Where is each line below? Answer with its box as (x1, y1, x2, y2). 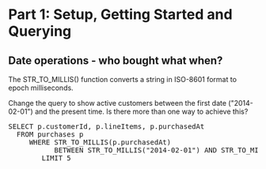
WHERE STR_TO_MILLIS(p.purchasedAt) (28, 138, 172, 147)
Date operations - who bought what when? (8, 54, 223, 67)
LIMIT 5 (41, 154, 71, 163)
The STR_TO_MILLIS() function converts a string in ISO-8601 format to (8, 75, 237, 84)
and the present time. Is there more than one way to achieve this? (34, 107, 249, 116)
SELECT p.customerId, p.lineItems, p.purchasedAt (8, 122, 205, 131)
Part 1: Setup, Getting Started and (8, 6, 233, 24)
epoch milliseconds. (8, 83, 74, 92)
